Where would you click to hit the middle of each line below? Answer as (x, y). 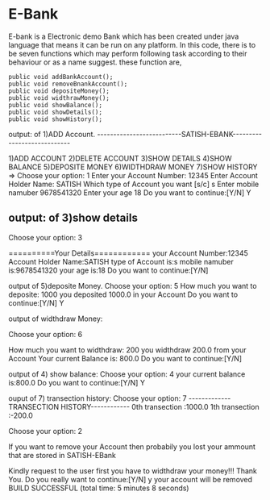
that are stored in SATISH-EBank (62, 455)
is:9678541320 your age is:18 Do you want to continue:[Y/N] (108, 270)
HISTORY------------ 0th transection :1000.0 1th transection (160, 406)
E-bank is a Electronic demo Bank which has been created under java (124, 36)
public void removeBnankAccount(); (68, 84)
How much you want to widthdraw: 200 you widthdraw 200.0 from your (127, 350)
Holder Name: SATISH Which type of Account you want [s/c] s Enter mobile (134, 184)
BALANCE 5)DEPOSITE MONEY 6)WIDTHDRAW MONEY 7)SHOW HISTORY (133, 167)
